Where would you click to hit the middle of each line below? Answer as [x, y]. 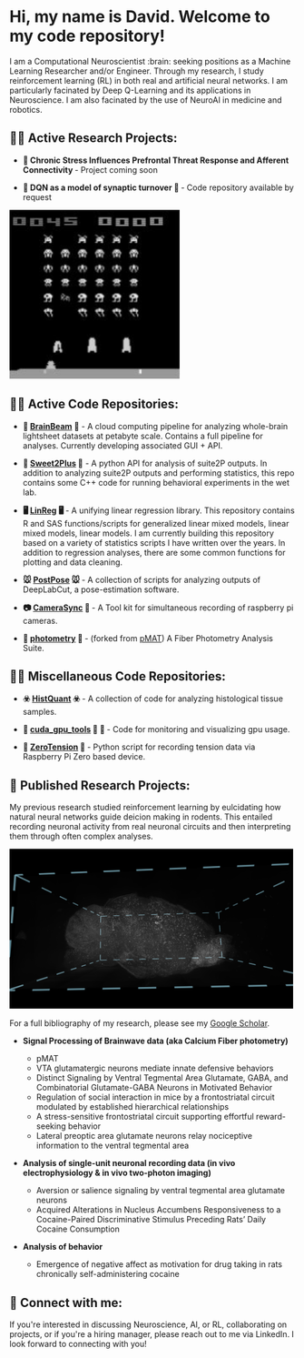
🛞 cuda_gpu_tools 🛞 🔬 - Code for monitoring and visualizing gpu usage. [156, 729]
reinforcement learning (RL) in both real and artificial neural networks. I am [149, 80]
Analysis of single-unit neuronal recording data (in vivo [129, 1163]
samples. [39, 712]
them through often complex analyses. [81, 836]
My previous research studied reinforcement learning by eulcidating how [145, 808]
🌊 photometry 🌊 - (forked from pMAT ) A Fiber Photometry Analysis [148, 638]
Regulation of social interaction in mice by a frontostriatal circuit [155, 1097]
